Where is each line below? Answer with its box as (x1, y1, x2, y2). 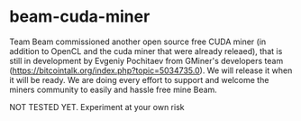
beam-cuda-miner (9, 6, 150, 27)
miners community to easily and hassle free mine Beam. (9, 84, 218, 95)
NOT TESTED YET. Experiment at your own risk (9, 101, 185, 112)
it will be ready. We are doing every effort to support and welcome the (9, 74, 269, 85)
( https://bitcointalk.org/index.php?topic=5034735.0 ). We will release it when (9, 65, 293, 76)
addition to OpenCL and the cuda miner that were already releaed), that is (9, 45, 283, 56)
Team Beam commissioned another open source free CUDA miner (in (9, 36, 267, 47)
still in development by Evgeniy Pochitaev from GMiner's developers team (9, 55, 284, 66)
